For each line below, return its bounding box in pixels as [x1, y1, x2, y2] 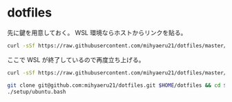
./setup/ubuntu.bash [7, 88, 67, 95]
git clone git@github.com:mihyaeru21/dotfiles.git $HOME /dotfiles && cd [7, 81, 221, 89]
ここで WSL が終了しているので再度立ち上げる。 [7, 55, 145, 63]
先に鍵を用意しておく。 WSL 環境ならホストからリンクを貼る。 [7, 28, 187, 37]
